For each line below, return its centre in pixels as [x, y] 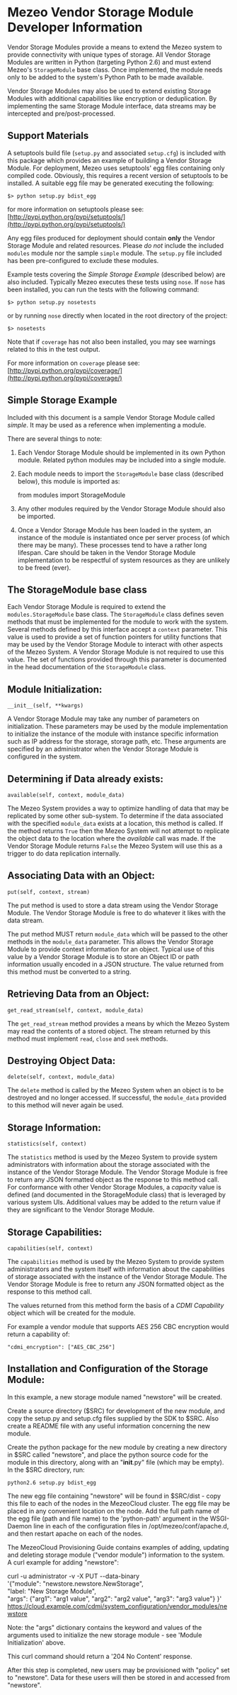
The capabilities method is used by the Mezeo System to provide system [116, 1262]
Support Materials [48, 136]
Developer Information [75, 27]
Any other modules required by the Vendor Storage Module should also [121, 508]
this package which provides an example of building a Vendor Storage [110, 160]
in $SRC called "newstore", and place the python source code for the [108, 1455]
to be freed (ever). [44, 567]
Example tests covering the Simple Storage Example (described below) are [116, 274]
